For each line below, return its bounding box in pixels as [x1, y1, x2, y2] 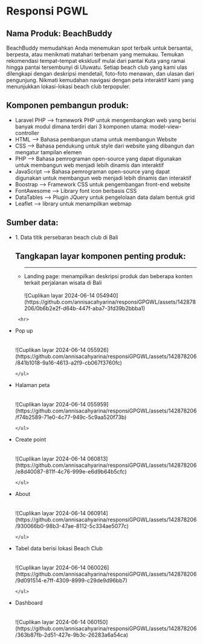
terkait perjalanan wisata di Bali [24, 279, 102, 287]
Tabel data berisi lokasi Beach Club [14, 545, 103, 552]
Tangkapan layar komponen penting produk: [14, 251, 186, 261]
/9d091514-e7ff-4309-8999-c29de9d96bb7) [14, 577, 128, 584]
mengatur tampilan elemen [14, 148, 82, 155]
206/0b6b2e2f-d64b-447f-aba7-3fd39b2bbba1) [24, 305, 146, 312]
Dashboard [14, 599, 43, 607]
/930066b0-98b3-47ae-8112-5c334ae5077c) [14, 522, 129, 530]
